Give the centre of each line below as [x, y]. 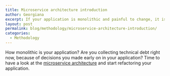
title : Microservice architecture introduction [56, 10]
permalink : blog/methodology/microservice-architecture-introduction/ [81, 29]
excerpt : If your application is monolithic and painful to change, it [82, 19]
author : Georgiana [25, 15]
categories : [18, 33]
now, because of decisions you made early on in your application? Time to [83, 57]
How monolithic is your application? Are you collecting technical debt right [83, 52]
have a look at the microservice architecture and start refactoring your [78, 63]
